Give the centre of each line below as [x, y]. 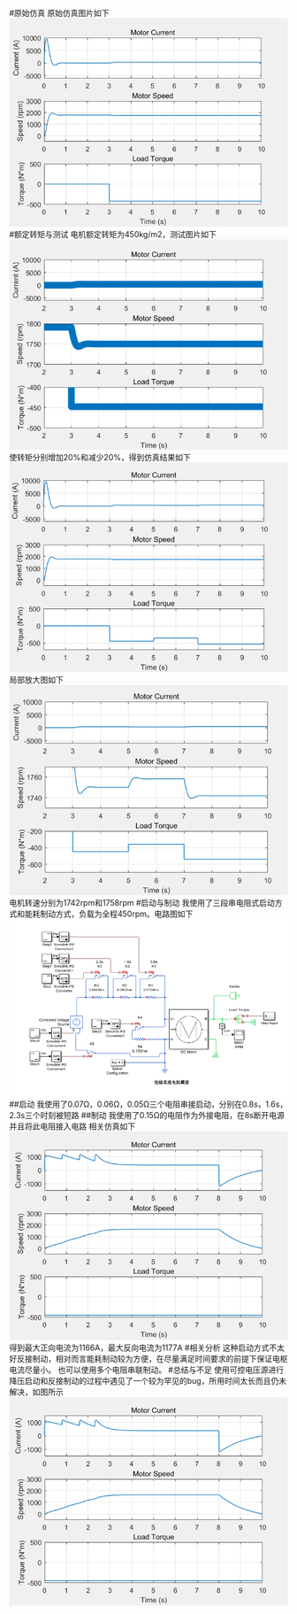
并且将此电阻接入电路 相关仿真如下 [72, 1126]
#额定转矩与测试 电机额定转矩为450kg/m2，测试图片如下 [113, 235]
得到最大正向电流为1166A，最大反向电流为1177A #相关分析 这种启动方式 [139, 1348]
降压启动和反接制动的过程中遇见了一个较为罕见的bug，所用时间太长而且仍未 [148, 1380]
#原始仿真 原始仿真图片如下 [59, 13]
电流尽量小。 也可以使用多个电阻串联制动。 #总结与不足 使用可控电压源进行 [147, 1370]
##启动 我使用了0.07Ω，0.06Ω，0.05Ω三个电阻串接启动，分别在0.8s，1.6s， [148, 1104]
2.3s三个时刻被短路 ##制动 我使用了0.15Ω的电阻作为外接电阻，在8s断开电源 [147, 1115]
